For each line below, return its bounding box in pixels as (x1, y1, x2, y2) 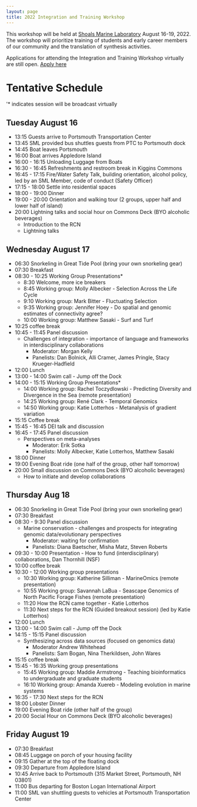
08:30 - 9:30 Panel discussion (14, 518, 88, 525)
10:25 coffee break (14, 322, 61, 330)
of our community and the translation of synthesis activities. (6, 42, 152, 50)
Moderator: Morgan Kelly (32, 348, 93, 355)
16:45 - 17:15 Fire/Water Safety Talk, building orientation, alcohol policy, (14, 171, 188, 178)
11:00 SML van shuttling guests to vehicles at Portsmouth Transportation (14, 789, 190, 796)
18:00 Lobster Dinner (14, 700, 66, 707)
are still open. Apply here (6, 60, 67, 68)
